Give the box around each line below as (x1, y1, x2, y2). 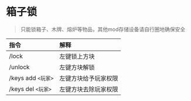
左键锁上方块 (59, 52, 95, 60)
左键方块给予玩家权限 (59, 74, 118, 82)
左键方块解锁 (59, 63, 95, 71)
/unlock (9, 62, 30, 71)
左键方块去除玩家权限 (59, 85, 118, 93)
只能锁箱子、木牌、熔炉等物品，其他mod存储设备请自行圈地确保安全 (20, 26, 186, 33)
